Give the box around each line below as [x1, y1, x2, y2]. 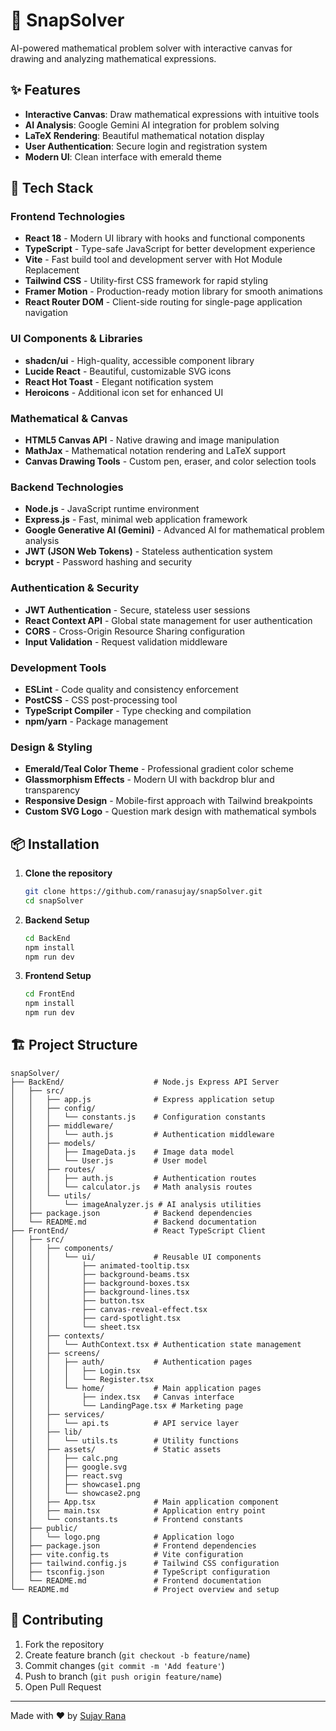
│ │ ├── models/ [10, 1138, 97, 1148]
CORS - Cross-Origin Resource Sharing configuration [24, 625, 245, 637]
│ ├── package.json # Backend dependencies [10, 1208, 253, 1218]
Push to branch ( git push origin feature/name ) [24, 1670, 223, 1682]
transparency [24, 784, 80, 796]
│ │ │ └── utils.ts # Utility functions [10, 1435, 240, 1446]
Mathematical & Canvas [10, 411, 128, 425]
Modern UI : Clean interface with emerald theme [24, 150, 222, 163]
